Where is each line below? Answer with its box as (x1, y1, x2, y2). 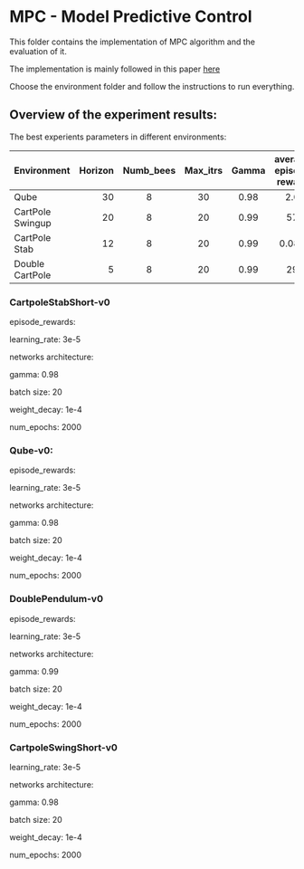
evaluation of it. (9, 45, 68, 56)
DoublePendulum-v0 (9, 593, 104, 606)
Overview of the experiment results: (9, 107, 218, 123)
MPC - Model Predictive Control (9, 6, 252, 27)
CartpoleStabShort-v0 (9, 296, 110, 309)
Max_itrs (184, 164, 223, 177)
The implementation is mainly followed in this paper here (9, 63, 221, 74)
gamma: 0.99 (9, 665, 59, 676)
